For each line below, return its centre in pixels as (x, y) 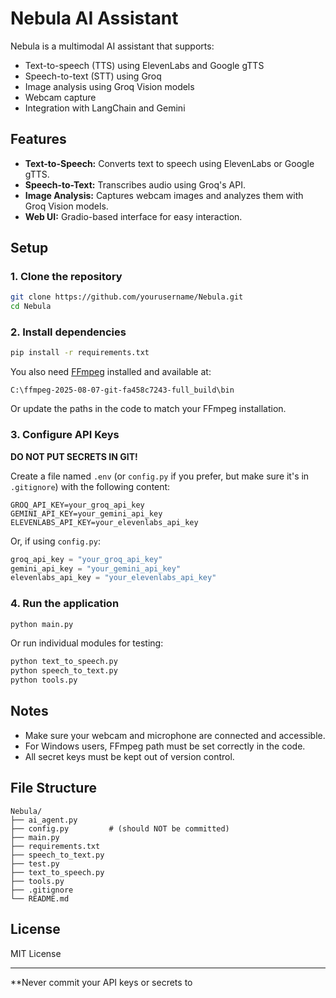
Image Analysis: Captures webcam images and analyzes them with (164, 195)
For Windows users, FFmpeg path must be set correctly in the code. (165, 746)
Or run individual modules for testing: (87, 643)
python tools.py (44, 680)
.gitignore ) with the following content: (90, 486)
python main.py (42, 624)
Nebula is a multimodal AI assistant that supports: (112, 46)
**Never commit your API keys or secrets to (101, 982)
